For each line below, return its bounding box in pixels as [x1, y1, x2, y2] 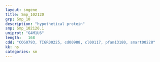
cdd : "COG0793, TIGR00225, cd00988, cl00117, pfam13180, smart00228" [5, 40, 156, 45]
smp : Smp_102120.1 [5, 26, 44, 31]
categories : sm [5, 49, 38, 54]
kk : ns [5, 44, 19, 49]
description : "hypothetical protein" [5, 21, 85, 26]
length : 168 [5, 35, 36, 40]
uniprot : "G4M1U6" [5, 30, 44, 35]
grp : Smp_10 [5, 16, 30, 21]
